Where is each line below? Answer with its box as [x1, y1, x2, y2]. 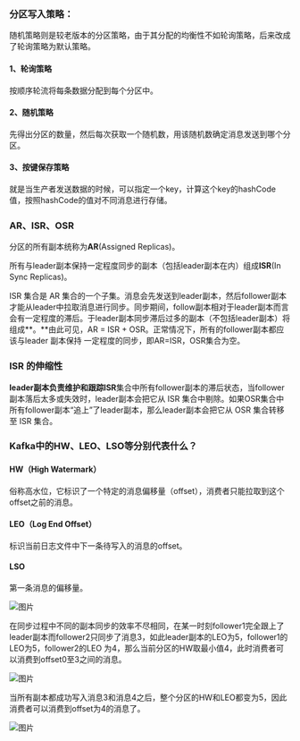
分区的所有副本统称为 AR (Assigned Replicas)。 [9, 242, 180, 252]
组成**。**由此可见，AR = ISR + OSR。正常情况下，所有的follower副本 [9, 324, 270, 335]
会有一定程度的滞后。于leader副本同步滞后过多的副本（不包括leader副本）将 [9, 313, 291, 324]
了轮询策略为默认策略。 [9, 41, 96, 52]
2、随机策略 [9, 107, 54, 118]
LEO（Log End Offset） [9, 519, 96, 530]
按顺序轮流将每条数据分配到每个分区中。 [9, 85, 158, 96]
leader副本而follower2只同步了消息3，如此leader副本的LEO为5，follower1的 [9, 632, 288, 643]
